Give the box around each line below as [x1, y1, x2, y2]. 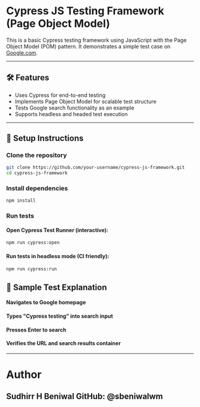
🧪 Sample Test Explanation [6, 282, 107, 292]
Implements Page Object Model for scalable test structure [14, 98, 157, 105]
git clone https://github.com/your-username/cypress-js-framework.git [6, 165, 185, 171]
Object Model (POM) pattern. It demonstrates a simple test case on [6, 43, 171, 50]
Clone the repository [6, 151, 67, 159]
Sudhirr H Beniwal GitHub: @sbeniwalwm [6, 392, 164, 402]
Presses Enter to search [6, 326, 67, 333]
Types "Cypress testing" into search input [6, 312, 113, 320]
